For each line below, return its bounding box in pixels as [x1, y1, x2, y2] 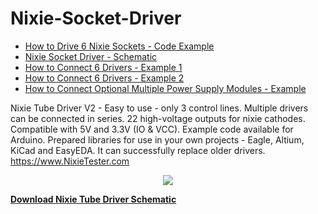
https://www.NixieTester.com [10, 155, 130, 167]
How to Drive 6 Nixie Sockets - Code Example [24, 40, 215, 52]
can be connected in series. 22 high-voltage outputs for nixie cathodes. [10, 112, 306, 124]
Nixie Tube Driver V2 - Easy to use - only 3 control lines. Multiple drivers [10, 102, 309, 114]
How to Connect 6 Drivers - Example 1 [24, 61, 183, 73]
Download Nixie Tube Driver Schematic [10, 193, 177, 205]
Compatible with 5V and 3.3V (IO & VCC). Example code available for [10, 123, 294, 135]
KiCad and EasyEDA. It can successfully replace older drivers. [10, 144, 266, 156]
